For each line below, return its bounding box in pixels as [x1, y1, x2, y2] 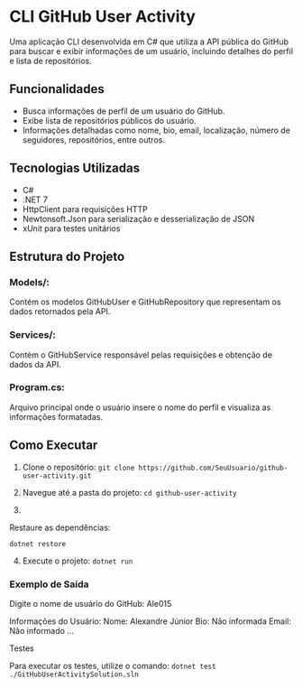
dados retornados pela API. [9, 306, 111, 317]
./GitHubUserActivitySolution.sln [9, 670, 140, 679]
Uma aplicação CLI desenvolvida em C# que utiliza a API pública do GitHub [9, 36, 289, 47]
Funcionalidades [9, 81, 105, 97]
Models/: [9, 275, 50, 288]
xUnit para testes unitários [22, 223, 121, 234]
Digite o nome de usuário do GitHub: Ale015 [9, 598, 172, 609]
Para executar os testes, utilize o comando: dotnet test [9, 660, 216, 671]
